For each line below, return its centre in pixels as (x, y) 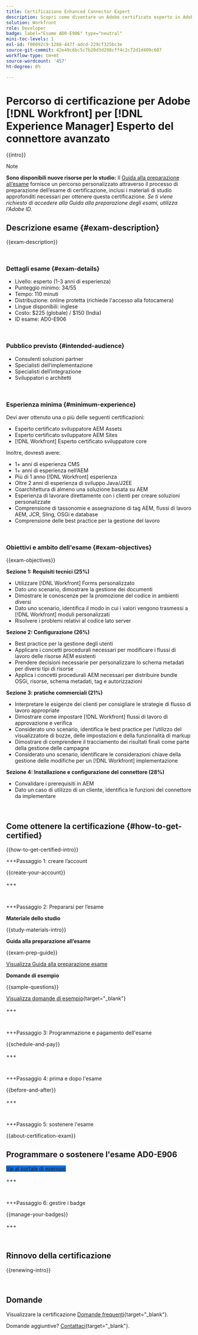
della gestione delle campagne (52, 748)
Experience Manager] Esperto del (90, 126)
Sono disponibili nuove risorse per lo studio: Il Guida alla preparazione (93, 178)
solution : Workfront (32, 22)
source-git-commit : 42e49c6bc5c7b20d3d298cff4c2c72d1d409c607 (84, 50)
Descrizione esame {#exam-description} (83, 228)
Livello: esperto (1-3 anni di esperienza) (63, 282)
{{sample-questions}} (32, 987)
